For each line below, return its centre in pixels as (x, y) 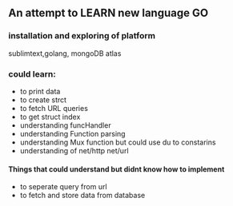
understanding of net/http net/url (74, 150)
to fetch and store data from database (82, 196)
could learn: (32, 73)
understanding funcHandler (65, 125)
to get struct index (50, 117)
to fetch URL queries (54, 108)
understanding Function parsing (72, 133)
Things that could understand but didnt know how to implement (116, 169)
